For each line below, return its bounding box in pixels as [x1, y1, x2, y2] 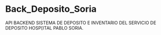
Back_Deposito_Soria [5, 3, 97, 15]
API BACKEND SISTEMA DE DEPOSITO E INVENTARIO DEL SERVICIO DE [5, 20, 156, 26]
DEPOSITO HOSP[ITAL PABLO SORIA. [5, 25, 84, 31]
